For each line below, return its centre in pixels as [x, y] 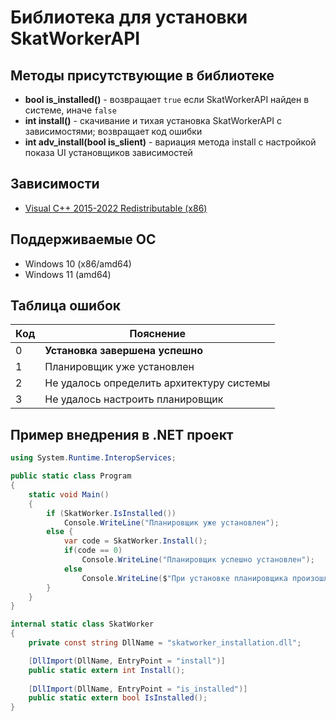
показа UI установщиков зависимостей [108, 152]
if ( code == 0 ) [93, 551]
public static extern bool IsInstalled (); [118, 698]
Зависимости [55, 184]
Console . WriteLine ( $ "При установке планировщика [184, 578]
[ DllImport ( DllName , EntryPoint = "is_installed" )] [138, 689]
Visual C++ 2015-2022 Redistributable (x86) [116, 208]
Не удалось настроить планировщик [134, 399]
